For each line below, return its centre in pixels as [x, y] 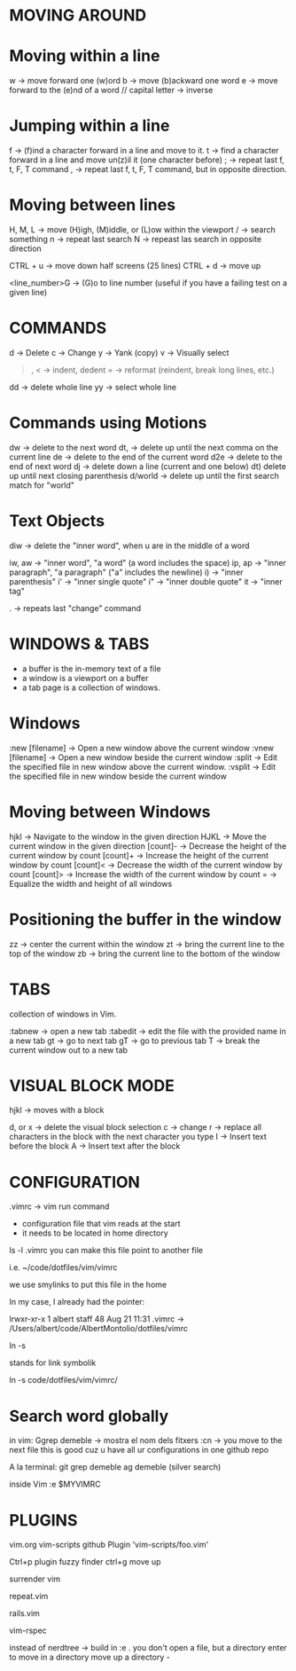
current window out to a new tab [69, 1050]
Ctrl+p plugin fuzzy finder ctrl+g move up [85, 1562]
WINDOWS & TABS [79, 644]
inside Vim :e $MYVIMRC [55, 1484]
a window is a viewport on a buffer [85, 678]
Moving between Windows [110, 812]
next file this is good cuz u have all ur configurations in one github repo [139, 1450]
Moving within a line [85, 56]
